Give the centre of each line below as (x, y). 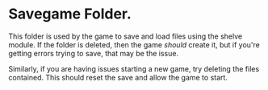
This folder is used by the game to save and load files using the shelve (126, 36)
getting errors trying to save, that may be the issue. (94, 53)
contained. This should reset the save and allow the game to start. (118, 77)
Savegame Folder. (70, 14)
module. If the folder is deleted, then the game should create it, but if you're (134, 44)
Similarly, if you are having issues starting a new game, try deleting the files (134, 68)
